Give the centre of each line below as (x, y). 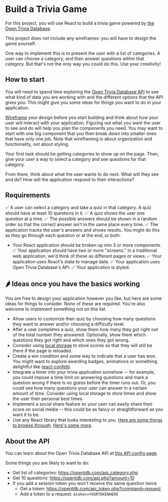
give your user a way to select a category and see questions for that (76, 159)
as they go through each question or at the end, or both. (63, 235)
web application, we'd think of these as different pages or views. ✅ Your (87, 256)
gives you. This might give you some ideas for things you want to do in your (83, 102)
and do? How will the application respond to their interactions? (70, 180)
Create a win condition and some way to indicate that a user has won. (84, 356)
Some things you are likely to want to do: (47, 463)
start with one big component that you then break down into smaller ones (81, 133)
